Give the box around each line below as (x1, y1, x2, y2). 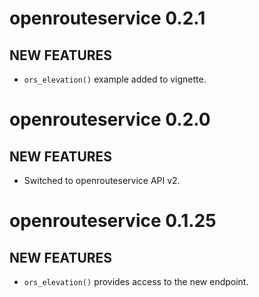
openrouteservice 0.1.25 (9, 210, 217, 232)
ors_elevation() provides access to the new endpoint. (23, 276, 249, 287)
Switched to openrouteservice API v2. (23, 175, 181, 186)
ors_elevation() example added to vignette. (23, 73, 207, 85)
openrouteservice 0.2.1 (9, 7, 206, 30)
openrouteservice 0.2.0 (9, 108, 211, 131)
